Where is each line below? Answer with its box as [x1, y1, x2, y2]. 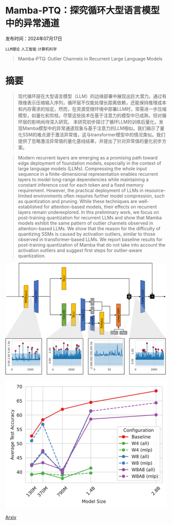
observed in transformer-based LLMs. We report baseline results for [17, 236, 163, 243]
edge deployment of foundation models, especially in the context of [17, 160, 162, 166]
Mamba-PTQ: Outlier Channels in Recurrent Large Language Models [17, 55, 163, 62]
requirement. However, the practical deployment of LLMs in [17, 187, 144, 193]
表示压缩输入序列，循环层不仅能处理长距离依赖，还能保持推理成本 [27, 99, 167, 106]
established [17, 204, 43, 210]
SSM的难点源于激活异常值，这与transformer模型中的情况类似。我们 [22, 131, 166, 137]
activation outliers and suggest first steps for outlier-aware [17, 247, 142, 253]
